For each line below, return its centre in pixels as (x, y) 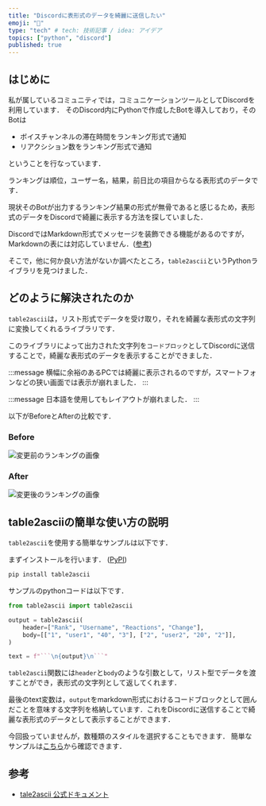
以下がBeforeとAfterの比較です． (62, 416)
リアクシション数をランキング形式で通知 (86, 146)
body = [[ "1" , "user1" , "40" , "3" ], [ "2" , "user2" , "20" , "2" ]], (129, 635)
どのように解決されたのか (71, 298)
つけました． (71, 270)
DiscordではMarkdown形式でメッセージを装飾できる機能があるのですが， (128, 233)
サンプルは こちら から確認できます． (67, 746)
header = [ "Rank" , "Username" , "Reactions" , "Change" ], (113, 627)
